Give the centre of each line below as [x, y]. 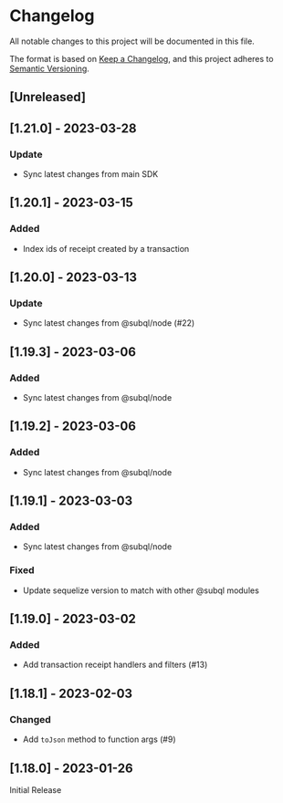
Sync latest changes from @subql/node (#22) [109, 323]
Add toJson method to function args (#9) [99, 739]
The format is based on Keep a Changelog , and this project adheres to [141, 58]
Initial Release [36, 789]
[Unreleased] [48, 97]
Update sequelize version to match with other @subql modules [141, 590]
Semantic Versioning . [49, 68]
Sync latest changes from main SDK [90, 174]
